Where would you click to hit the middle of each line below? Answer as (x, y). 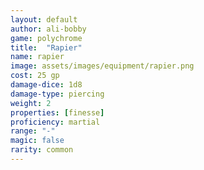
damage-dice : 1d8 (46, 85)
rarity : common (42, 150)
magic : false (37, 141)
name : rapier (37, 57)
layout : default (44, 19)
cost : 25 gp (35, 76)
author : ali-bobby (48, 29)
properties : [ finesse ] (57, 112)
